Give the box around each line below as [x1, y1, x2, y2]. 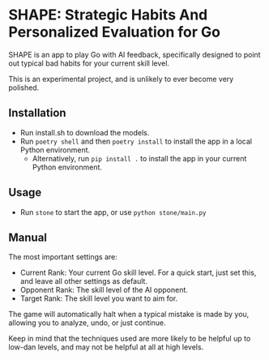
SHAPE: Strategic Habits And [8, 6, 208, 24]
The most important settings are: [8, 252, 117, 262]
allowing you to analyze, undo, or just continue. [8, 318, 166, 328]
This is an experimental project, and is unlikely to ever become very [8, 74, 234, 84]
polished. [8, 83, 40, 92]
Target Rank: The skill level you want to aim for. [19, 294, 178, 303]
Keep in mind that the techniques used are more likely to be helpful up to [8, 334, 251, 344]
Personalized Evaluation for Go [8, 23, 221, 41]
